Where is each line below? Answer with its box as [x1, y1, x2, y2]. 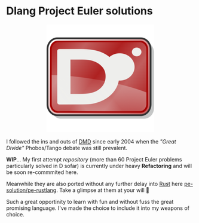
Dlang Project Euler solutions [6, 4, 154, 18]
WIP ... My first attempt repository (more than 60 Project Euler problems [6, 155, 182, 163]
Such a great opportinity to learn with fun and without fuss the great [6, 198, 174, 205]
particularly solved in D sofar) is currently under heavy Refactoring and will [6, 162, 192, 169]
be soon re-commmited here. [6, 169, 79, 176]
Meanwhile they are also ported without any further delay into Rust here [6, 180, 183, 187]
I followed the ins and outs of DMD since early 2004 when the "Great [6, 138, 176, 145]
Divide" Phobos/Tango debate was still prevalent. [6, 144, 127, 151]
